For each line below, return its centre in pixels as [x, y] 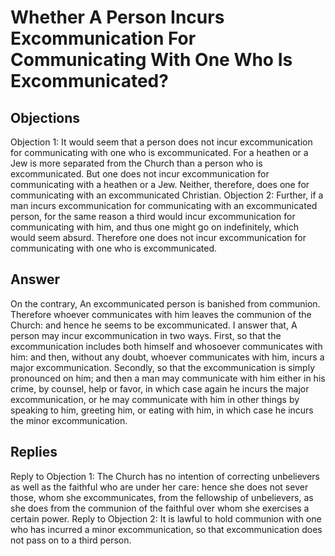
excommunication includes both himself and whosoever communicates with [166, 346]
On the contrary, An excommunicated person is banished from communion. [165, 303]
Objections [45, 117]
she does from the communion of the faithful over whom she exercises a [160, 508]
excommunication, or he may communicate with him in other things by [155, 399]
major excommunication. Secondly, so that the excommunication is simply [163, 367]
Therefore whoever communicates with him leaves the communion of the [161, 314]
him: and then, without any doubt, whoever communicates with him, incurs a [167, 357]
